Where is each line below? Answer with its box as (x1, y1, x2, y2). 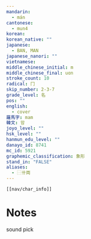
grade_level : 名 (6, 92, 46, 98)
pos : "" (6, 97, 26, 103)
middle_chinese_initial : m (6, 64, 74, 71)
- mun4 (11, 25, 28, 32)
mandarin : (6, 8, 31, 15)
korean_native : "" (6, 36, 52, 42)
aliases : (6, 164, 28, 170)
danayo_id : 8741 (6, 142, 47, 148)
